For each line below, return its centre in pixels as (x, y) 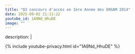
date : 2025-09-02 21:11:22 (33, 14)
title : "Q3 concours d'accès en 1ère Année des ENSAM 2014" (68, 9)
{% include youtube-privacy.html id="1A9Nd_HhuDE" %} (63, 46)
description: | (18, 37)
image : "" (15, 23)
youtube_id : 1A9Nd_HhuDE (30, 18)
